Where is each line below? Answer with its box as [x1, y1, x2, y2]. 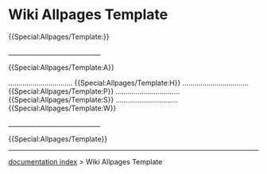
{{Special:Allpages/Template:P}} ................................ [8, 86, 180, 96]
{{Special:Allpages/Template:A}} [8, 62, 114, 72]
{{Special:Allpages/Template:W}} [8, 103, 117, 113]
